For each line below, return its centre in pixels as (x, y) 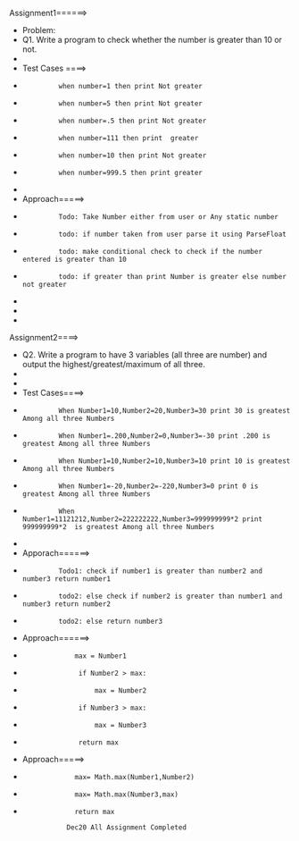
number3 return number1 (66, 579)
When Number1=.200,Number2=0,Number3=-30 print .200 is (164, 436)
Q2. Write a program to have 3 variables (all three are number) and (145, 355)
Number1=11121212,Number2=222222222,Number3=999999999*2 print (142, 519)
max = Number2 (120, 691)
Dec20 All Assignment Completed (127, 828)
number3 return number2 (66, 604)
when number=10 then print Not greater (133, 156)
